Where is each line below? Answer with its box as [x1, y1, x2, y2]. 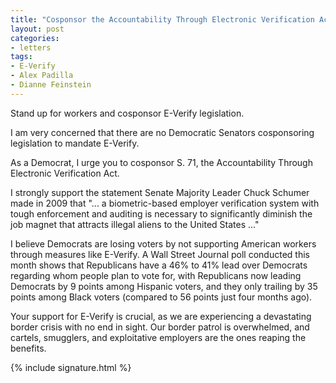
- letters [10, 42, 52, 53]
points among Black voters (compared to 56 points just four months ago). [10, 291, 313, 303]
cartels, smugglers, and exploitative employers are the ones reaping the [10, 331, 307, 343]
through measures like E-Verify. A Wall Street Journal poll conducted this [10, 248, 310, 260]
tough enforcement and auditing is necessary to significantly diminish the [10, 207, 313, 220]
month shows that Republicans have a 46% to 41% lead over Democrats [10, 259, 308, 271]
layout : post [10, 24, 65, 34]
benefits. [10, 342, 47, 354]
